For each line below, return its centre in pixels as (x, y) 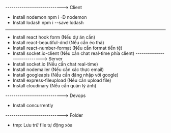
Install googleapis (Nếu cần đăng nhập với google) (65, 75)
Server (55, 59)
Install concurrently (33, 105)
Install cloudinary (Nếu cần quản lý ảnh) (54, 86)
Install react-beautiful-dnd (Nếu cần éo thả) (58, 42)
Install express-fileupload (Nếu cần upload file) (62, 80)
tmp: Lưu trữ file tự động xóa (42, 125)
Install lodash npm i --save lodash (48, 23)
